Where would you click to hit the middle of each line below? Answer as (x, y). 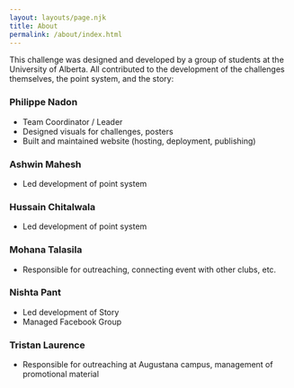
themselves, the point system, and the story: (92, 79)
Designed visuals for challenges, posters (98, 131)
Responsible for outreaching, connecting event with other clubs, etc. (149, 269)
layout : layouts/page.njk (58, 18)
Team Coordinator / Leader (72, 121)
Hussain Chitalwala (53, 207)
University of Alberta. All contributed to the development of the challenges (147, 69)
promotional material (61, 375)
